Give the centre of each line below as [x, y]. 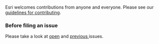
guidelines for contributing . [33, 12]
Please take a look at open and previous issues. [54, 36]
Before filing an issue [32, 25]
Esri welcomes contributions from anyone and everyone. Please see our [79, 7]
